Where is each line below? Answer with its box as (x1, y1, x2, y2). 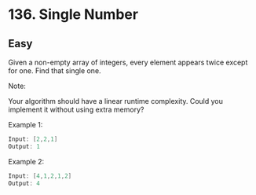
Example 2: (8, 156, 45, 166)
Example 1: (8, 120, 43, 129)
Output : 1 (8, 142, 41, 150)
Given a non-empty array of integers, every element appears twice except (8, 57, 248, 67)
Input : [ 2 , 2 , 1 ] (8, 135, 58, 143)
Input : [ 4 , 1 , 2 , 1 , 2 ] (8, 171, 72, 180)
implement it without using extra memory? (8, 105, 144, 114)
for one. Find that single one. (8, 66, 101, 75)
